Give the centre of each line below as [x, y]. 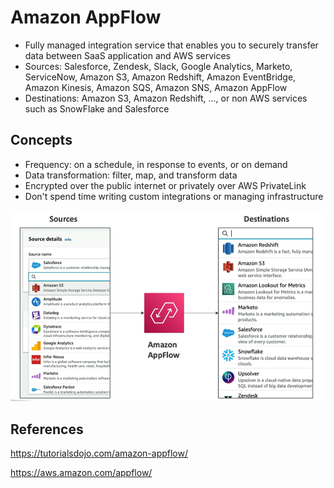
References [47, 429]
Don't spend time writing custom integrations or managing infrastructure [174, 196]
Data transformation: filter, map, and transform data [131, 175]
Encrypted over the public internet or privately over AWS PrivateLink [165, 185]
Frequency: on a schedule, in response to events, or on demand [156, 164]
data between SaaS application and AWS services [127, 55]
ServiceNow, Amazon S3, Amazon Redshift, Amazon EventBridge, [160, 77]
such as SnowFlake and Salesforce [97, 108]
